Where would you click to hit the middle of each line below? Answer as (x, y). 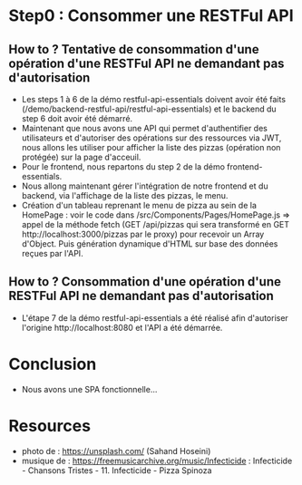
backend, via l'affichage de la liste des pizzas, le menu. (125, 195)
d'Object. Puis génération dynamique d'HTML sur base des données (150, 244)
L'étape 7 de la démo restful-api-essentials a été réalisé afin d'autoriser (155, 317)
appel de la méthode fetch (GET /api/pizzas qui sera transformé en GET (156, 224)
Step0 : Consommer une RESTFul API (151, 16)
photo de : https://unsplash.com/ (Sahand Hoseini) (116, 451)
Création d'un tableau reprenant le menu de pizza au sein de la (139, 205)
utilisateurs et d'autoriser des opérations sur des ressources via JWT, (151, 138)
